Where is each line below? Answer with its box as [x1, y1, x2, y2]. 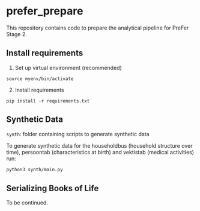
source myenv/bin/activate [6, 75, 74, 82]
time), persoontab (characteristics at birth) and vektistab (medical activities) [6, 148, 194, 156]
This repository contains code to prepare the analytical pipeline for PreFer [6, 24, 189, 31]
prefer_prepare [6, 4, 83, 18]
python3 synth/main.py [6, 166, 63, 172]
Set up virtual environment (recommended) [14, 64, 122, 71]
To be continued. [6, 199, 48, 206]
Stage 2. [6, 30, 27, 37]
